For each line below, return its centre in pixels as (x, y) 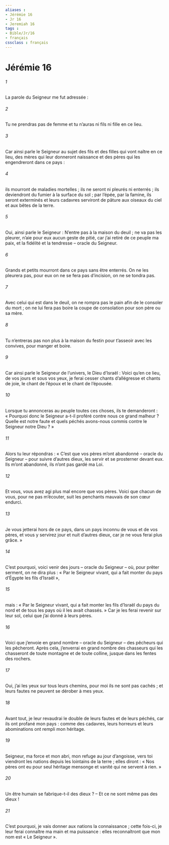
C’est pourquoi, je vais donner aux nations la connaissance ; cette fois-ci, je (83, 826)
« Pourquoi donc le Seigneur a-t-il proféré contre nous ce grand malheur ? (82, 416)
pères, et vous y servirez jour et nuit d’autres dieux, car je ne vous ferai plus (84, 535)
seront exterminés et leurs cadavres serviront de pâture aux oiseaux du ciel (83, 200)
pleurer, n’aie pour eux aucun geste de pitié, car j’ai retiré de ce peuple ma (82, 237)
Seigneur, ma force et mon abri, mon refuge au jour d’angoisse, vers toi (79, 756)
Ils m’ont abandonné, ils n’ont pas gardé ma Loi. (55, 464)
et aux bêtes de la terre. (30, 205)
